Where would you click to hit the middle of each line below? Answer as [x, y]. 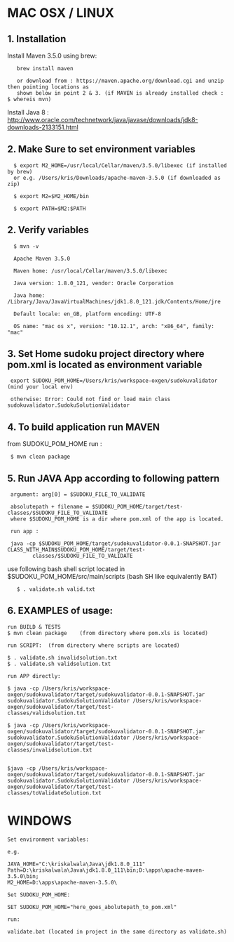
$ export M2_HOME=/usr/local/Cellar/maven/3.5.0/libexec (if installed [121, 165]
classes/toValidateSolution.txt [54, 793]
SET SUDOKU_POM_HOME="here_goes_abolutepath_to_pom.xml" [92, 907]
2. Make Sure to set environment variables [102, 149]
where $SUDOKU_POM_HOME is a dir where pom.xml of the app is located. [117, 519]
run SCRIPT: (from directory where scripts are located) [94, 645]
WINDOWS [40, 821]
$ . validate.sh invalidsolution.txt [62, 658]
